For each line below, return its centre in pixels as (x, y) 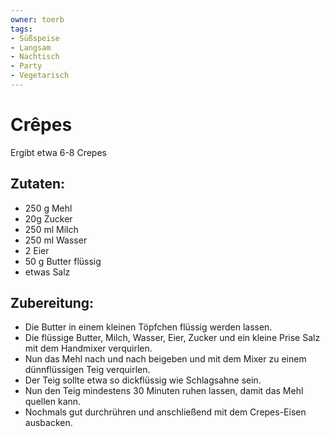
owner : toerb (37, 19)
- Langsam (31, 47)
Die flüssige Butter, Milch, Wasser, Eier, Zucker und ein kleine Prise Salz (172, 338)
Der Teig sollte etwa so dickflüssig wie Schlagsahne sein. (143, 380)
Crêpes (41, 125)
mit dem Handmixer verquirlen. (88, 348)
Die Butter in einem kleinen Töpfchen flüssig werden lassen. (148, 327)
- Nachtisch (35, 57)
